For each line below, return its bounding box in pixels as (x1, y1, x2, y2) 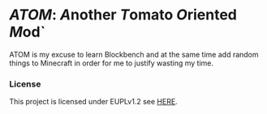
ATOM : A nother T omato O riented (9, 6, 238, 24)
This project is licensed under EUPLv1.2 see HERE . (9, 97, 178, 107)
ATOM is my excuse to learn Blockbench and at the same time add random (9, 49, 259, 59)
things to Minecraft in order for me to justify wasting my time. (9, 58, 214, 68)
